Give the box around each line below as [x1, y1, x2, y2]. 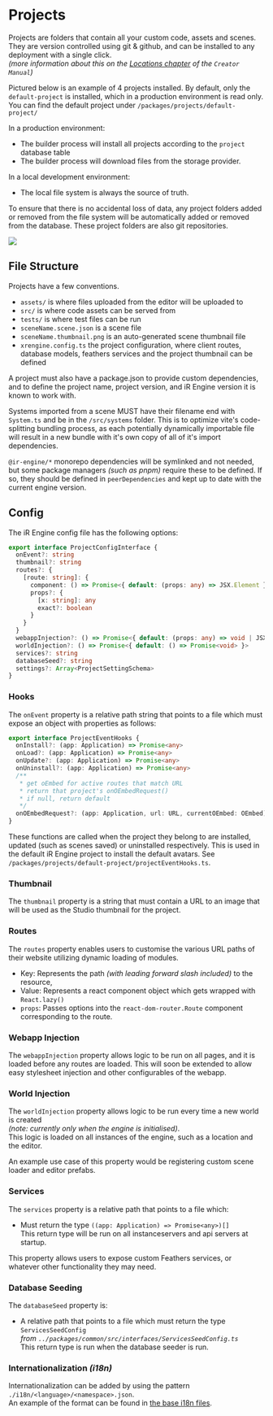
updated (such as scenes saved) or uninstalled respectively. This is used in [8, 840, 260, 851]
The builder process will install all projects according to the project [19, 138, 245, 148]
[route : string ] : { [23, 573, 89, 582]
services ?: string [15, 649, 79, 657]
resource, [19, 977, 53, 987]
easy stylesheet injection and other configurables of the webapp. [8, 1068, 227, 1077]
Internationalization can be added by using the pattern [8, 1381, 190, 1391]
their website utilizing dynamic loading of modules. [8, 952, 179, 962]
